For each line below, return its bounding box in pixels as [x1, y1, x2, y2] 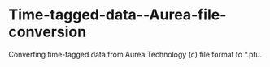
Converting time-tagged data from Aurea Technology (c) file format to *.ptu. [8, 49, 263, 59]
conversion [8, 23, 87, 41]
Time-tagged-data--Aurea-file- [8, 6, 227, 24]
